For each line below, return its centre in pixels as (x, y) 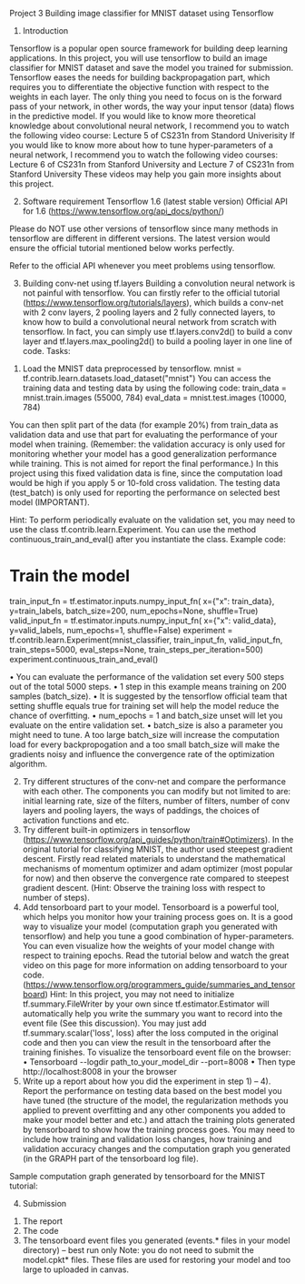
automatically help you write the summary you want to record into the (152, 1013)
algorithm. (29, 763)
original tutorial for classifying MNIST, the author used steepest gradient (157, 849)
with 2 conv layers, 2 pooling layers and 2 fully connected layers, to (149, 312)
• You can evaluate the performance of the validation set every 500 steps (147, 676)
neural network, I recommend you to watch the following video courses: (144, 155)
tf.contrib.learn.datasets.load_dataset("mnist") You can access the (147, 378)
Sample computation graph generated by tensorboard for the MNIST (138, 1176)
